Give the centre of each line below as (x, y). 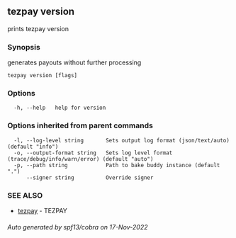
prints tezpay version (38, 28)
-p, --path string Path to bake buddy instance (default (117, 165)
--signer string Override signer (90, 177)
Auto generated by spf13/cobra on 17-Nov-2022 (78, 227)
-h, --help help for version (60, 108)
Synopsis (24, 47)
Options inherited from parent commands (80, 125)
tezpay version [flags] (43, 76)
